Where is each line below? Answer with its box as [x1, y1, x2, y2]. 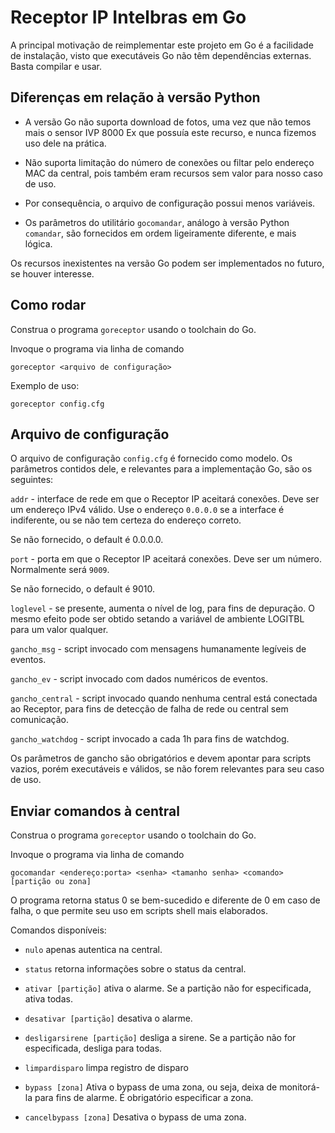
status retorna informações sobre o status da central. [24, 963, 247, 975]
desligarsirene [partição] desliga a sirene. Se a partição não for [24, 1032, 297, 1044]
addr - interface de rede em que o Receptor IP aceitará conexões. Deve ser [10, 493, 320, 505]
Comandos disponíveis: [10, 924, 107, 936]
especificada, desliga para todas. [24, 1042, 163, 1055]
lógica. [24, 237, 53, 250]
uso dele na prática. [24, 137, 107, 149]
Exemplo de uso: [10, 379, 80, 391]
